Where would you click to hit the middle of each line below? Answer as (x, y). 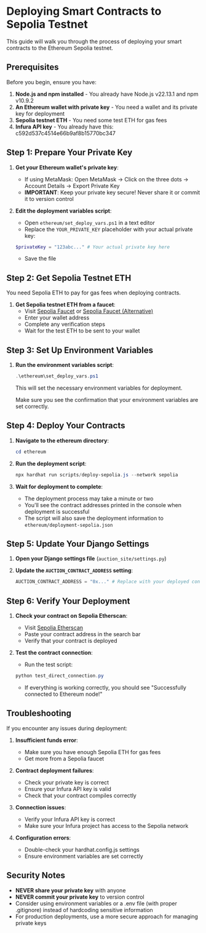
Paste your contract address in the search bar (82, 634)
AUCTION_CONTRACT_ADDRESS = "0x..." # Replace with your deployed (102, 582)
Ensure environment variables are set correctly (84, 856)
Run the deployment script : (51, 463)
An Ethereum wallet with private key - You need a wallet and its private (106, 107)
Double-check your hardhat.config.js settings (82, 849)
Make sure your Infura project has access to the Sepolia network (106, 825)
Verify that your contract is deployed (71, 641)
